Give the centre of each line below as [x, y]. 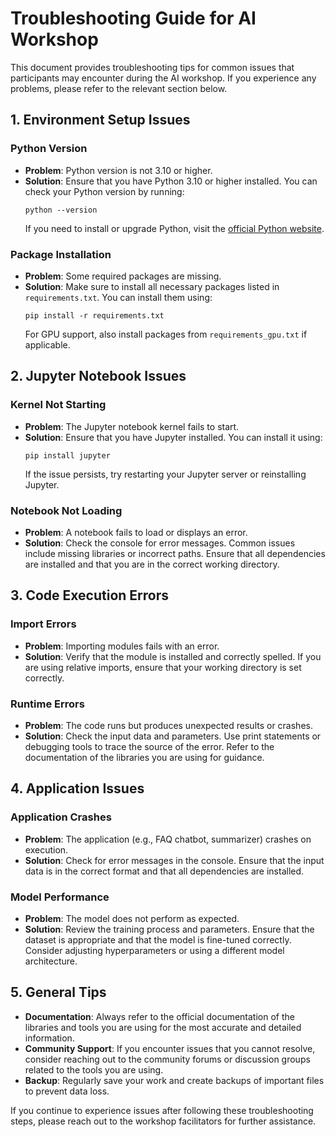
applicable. [47, 344]
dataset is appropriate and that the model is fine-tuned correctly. [158, 939]
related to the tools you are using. [94, 1069]
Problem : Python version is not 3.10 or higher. [118, 170]
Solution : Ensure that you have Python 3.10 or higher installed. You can [171, 181]
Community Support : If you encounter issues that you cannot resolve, [170, 1048]
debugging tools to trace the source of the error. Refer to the [149, 746]
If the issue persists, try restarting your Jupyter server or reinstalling [165, 474]
